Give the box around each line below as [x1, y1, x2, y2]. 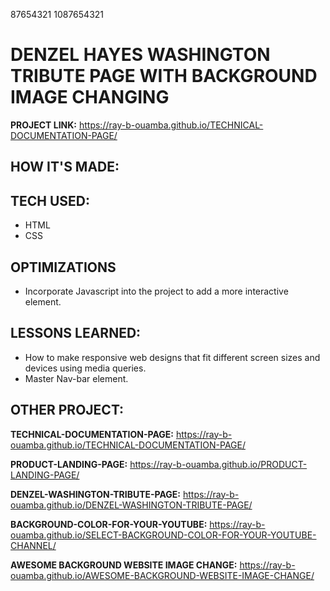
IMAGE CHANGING [10, 86, 170, 109]
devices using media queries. [24, 362, 147, 374]
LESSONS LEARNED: [10, 325, 142, 342]
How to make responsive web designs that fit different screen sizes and [24, 351, 321, 363]
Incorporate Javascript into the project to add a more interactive [24, 285, 289, 297]
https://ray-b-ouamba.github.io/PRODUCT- [129, 458, 308, 470]
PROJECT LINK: [10, 119, 78, 131]
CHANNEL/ [10, 539, 57, 551]
